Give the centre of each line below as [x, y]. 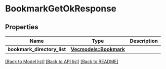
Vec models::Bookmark [98, 49]
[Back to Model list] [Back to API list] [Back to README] [62, 62]
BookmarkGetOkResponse [61, 9]
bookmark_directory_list [37, 49]
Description [144, 41]
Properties [22, 27]
